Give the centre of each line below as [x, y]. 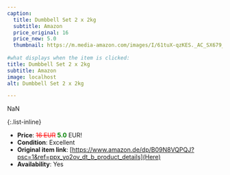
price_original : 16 [41, 32]
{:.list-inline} [24, 122]
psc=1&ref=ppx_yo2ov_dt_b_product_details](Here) [89, 157]
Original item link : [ [44, 150]
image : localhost [32, 77]
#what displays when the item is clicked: [68, 58]
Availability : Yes [40, 164]
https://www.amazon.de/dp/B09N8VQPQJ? [133, 150]
